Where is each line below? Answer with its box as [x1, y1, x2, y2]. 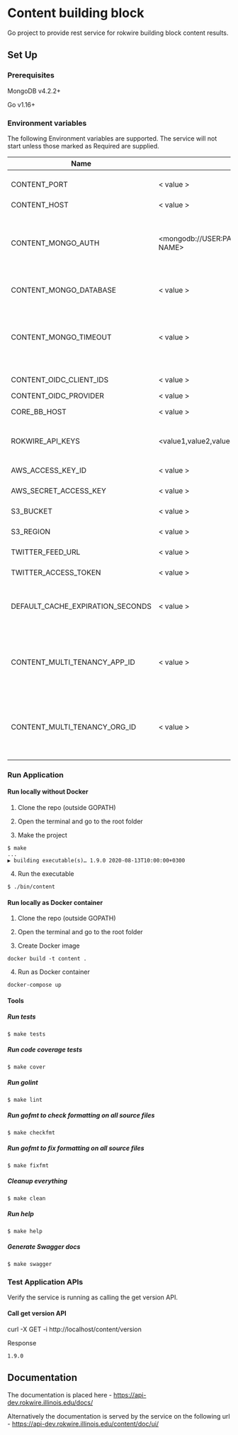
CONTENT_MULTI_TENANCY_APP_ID [11, 657, 136, 667]
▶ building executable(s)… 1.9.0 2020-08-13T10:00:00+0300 [7, 857, 186, 865]
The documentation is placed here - [7, 1390, 112, 1399]
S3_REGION [11, 526, 51, 536]
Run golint [7, 1078, 38, 1087]
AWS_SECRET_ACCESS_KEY [11, 485, 106, 495]
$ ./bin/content [7, 883, 55, 891]
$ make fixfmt [7, 1161, 50, 1169]
